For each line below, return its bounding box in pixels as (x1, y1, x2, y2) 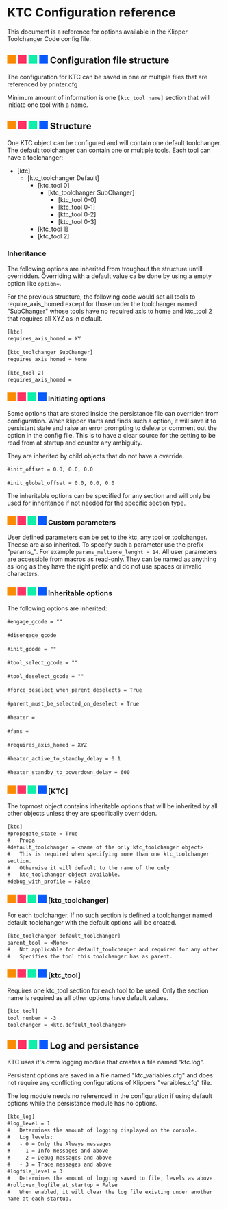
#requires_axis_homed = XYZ (7, 741, 88, 748)
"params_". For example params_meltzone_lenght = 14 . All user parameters (7, 548, 218, 556)
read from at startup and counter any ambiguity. (7, 438, 142, 447)
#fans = (7, 727, 29, 734)
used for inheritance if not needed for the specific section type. (7, 499, 186, 508)
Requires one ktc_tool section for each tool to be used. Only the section (7, 986, 209, 995)
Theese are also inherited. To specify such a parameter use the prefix (7, 540, 204, 549)
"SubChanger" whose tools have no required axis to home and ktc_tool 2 (7, 307, 212, 315)
